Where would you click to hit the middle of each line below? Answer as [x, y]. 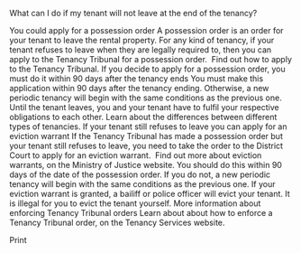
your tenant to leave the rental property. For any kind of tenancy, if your [142, 40]
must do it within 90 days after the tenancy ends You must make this [137, 79]
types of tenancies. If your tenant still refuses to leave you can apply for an [148, 126]
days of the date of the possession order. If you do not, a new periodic [140, 174]
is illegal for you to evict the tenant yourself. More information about [135, 203]
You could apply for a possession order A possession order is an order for [146, 30]
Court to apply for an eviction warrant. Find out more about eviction [136, 155]
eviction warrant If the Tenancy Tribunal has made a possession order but [146, 136]
